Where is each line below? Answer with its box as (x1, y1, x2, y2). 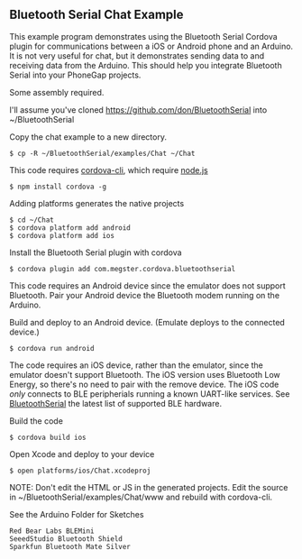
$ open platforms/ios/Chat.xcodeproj (9, 466, 151, 475)
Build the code (9, 415, 63, 426)
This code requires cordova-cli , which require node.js (9, 164, 209, 175)
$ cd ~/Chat (9, 215, 54, 225)
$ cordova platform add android (9, 223, 131, 233)
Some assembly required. (9, 87, 105, 97)
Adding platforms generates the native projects (9, 197, 185, 208)
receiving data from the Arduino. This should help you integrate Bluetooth (9, 60, 282, 70)
